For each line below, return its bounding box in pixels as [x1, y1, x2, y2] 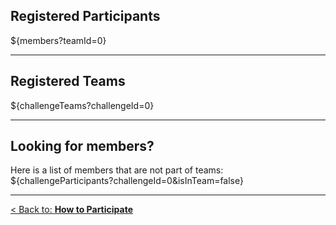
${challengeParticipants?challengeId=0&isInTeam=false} [10, 175, 244, 187]
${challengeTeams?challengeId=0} [10, 99, 155, 111]
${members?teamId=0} [10, 34, 107, 46]
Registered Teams [10, 73, 126, 90]
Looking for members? [10, 138, 155, 155]
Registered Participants [10, 8, 161, 25]
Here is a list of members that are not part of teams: [10, 164, 224, 176]
